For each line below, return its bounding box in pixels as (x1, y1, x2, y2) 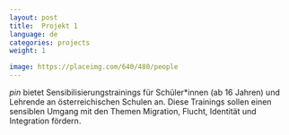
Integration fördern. (9, 115, 82, 126)
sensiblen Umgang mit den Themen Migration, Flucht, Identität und (9, 106, 258, 116)
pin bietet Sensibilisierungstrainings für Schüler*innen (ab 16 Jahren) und (9, 87, 280, 97)
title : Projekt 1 (9, 21, 78, 30)
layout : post (9, 13, 58, 22)
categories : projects (9, 38, 91, 47)
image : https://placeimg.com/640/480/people (9, 63, 179, 72)
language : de (9, 30, 58, 38)
